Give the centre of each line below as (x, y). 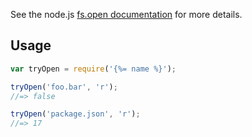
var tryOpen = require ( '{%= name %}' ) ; (93, 69)
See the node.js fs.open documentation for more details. (126, 14)
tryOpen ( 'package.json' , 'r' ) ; (75, 114)
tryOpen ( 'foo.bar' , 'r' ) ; (64, 87)
